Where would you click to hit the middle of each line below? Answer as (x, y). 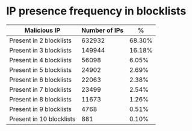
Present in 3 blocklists (41, 50)
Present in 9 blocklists (41, 109)
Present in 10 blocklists (42, 119)
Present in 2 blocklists (41, 40)
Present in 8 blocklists (41, 99)
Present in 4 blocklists (41, 60)
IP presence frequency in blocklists (96, 11)
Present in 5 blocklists (41, 69)
